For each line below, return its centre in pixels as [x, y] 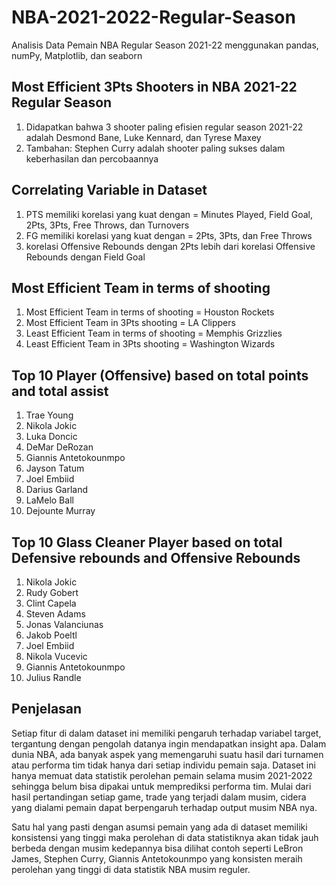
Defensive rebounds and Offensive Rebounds [156, 557]
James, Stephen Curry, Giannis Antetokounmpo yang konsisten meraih [157, 858]
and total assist [60, 391]
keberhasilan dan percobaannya [92, 158]
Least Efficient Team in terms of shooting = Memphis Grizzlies [154, 333]
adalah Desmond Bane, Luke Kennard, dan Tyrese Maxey [143, 137]
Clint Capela [51, 603]
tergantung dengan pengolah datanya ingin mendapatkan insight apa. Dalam [169, 743]
